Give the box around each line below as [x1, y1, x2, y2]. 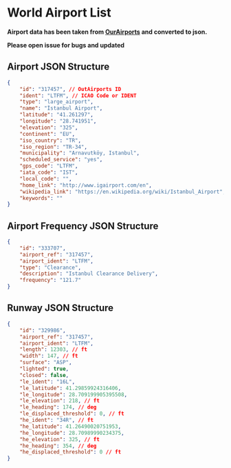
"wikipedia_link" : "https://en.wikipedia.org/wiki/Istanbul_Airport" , [19, 188, 226, 195]
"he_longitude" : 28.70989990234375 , [19, 429, 125, 436]
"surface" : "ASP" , [19, 359, 72, 366]
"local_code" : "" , [19, 175, 72, 182]
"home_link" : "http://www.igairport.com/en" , [19, 181, 153, 189]
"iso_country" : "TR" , [19, 136, 81, 144]
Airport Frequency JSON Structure [7, 220, 159, 232]
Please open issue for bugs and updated [7, 41, 125, 49]
